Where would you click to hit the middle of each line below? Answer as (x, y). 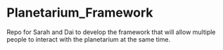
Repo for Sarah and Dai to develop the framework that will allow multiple (111, 32)
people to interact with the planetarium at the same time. (88, 39)
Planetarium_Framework (80, 13)
